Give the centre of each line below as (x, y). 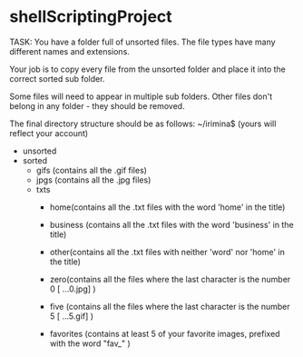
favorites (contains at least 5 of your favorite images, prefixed (165, 333)
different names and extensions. (69, 51)
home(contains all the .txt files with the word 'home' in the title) (167, 207)
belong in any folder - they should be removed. (97, 105)
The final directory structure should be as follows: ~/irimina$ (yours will (143, 124)
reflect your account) (49, 133)
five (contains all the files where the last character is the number (170, 306)
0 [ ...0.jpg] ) (73, 289)
